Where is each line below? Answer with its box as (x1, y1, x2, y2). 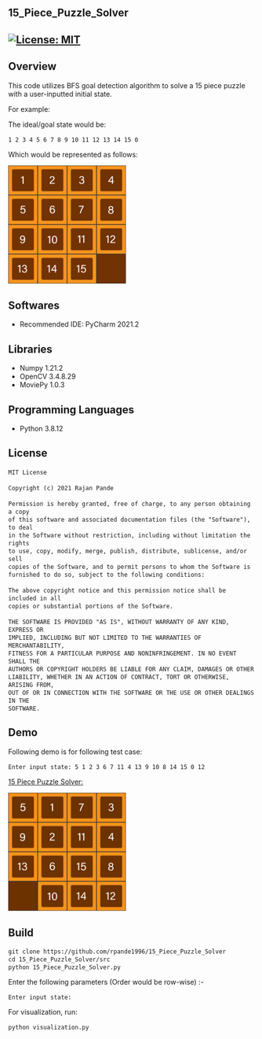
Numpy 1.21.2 (19, 364, 64, 373)
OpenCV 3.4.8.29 (19, 372, 76, 381)
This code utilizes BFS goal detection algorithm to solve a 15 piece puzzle (8, 80, 246, 90)
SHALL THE (8, 657, 41, 665)
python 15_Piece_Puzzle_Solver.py (8, 963, 122, 971)
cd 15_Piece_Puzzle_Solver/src (8, 956, 111, 963)
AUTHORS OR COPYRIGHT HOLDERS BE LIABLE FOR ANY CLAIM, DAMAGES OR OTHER (8, 665, 255, 673)
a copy (8, 508, 30, 516)
